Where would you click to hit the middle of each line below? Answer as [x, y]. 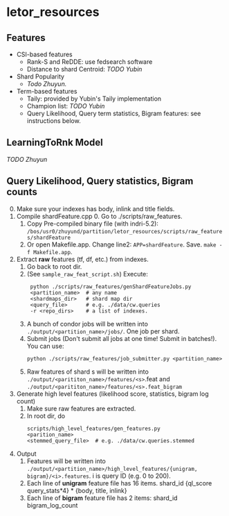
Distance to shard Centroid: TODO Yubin [84, 69]
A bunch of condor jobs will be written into [87, 324]
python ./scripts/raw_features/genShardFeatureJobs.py [111, 286]
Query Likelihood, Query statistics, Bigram [100, 181]
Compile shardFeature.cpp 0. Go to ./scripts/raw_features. [99, 216]
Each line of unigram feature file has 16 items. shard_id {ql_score [119, 483]
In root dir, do [46, 416]
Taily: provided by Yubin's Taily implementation [94, 99]
